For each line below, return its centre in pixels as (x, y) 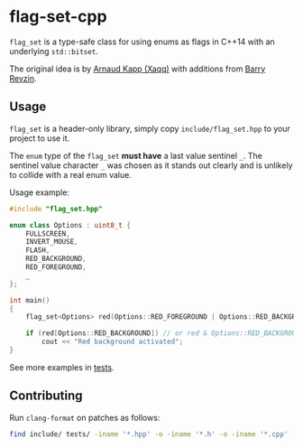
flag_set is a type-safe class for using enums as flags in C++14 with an (142, 42)
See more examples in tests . (62, 367)
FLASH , (38, 250)
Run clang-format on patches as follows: (85, 417)
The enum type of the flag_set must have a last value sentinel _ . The (136, 155)
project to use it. (40, 138)
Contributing (46, 396)
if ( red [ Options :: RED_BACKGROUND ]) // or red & (116, 333)
